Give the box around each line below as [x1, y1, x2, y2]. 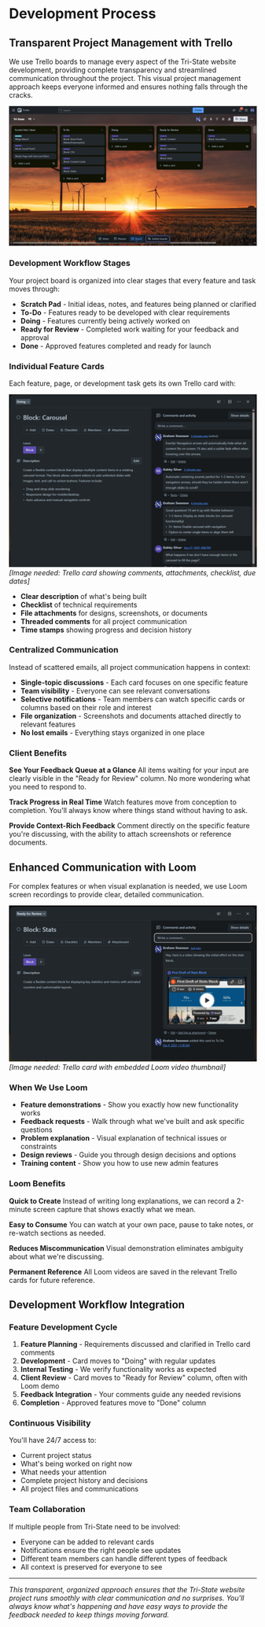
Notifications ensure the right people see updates [20, 1545, 182, 1555]
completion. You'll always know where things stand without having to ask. [9, 806, 248, 815]
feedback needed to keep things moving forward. [9, 1610, 170, 1619]
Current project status [20, 1451, 93, 1460]
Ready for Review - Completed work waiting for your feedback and [20, 324, 239, 334]
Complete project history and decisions [20, 1476, 149, 1485]
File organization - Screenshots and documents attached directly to [20, 711, 241, 720]
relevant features [20, 719, 76, 729]
